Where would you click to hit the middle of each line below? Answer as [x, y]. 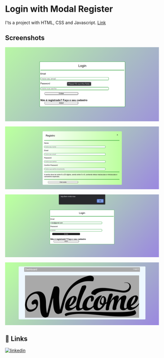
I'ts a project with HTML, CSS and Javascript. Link [55, 23]
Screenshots [25, 38]
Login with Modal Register [59, 9]
